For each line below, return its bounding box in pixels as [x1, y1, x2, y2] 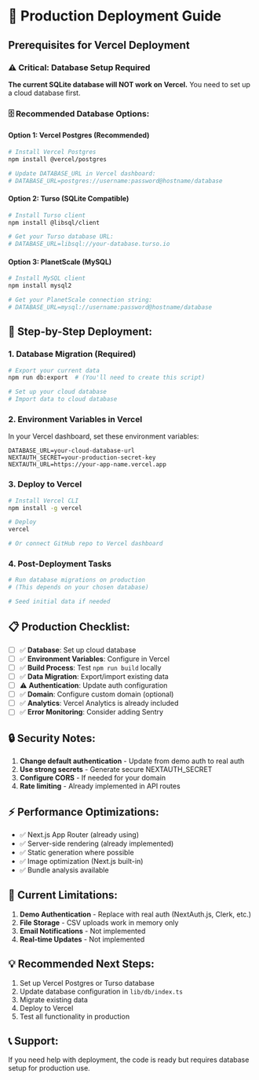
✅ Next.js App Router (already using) [19, 829, 140, 839]
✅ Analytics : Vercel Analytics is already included [19, 699, 179, 708]
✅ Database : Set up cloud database [19, 645, 137, 655]
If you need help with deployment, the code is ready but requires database [8, 1055, 250, 1064]
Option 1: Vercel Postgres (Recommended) [8, 130, 150, 140]
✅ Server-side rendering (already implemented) [19, 839, 174, 848]
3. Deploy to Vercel [8, 479, 82, 490]
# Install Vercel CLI [8, 497, 79, 505]
